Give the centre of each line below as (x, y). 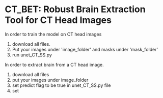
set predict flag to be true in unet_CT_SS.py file (61, 85)
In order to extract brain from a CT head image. (54, 64)
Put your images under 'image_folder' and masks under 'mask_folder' (85, 49)
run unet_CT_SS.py (32, 55)
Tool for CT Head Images (58, 20)
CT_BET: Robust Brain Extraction (75, 9)
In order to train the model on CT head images (53, 34)
